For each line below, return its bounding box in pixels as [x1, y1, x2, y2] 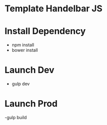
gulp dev [11, 81, 30, 87]
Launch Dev [4, 65, 55, 76]
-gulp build [4, 115, 27, 120]
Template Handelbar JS [4, 3, 103, 14]
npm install [11, 42, 35, 48]
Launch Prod [4, 98, 58, 109]
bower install [11, 47, 38, 53]
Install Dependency [4, 26, 86, 37]
